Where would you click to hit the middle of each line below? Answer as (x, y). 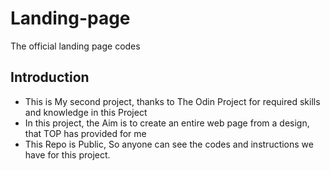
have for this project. (67, 154)
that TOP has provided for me (85, 133)
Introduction (50, 77)
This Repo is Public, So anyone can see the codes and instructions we (169, 144)
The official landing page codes (75, 46)
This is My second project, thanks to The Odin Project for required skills (172, 101)
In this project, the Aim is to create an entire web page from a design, (167, 123)
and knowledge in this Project (86, 112)
